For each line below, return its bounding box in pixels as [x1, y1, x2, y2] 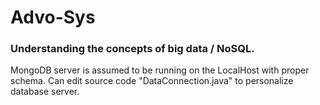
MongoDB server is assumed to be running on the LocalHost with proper [10, 64, 310, 76]
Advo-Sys [10, 6, 96, 29]
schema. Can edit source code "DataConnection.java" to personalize [10, 75, 294, 87]
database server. [10, 86, 80, 98]
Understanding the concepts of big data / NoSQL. [10, 42, 255, 56]
